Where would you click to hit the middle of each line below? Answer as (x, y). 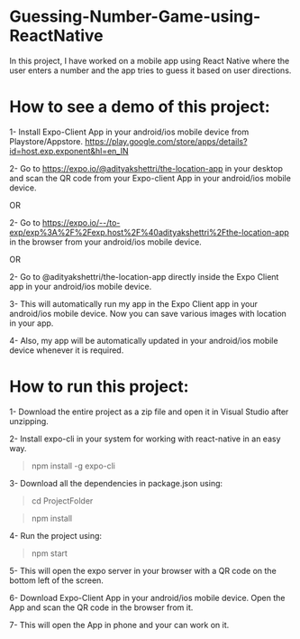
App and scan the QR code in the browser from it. (101, 607)
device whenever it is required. (67, 350)
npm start (49, 553)
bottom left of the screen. (56, 580)
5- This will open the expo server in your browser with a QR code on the (143, 570)
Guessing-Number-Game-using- (135, 17)
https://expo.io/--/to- (81, 222)
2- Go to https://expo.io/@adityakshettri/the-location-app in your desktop (146, 168)
